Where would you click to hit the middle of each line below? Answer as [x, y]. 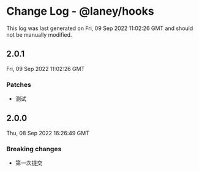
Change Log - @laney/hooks [80, 11]
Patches [19, 84]
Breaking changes [34, 149]
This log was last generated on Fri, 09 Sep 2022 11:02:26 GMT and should [100, 28]
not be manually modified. [39, 34]
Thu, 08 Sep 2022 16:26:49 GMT [48, 133]
